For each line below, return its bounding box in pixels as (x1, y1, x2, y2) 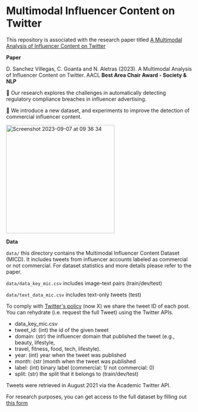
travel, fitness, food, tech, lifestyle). (14, 345, 101, 352)
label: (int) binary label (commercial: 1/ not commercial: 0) (14, 364, 155, 371)
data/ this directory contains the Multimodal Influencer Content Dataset (6, 249, 180, 256)
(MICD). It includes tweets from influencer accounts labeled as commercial (6, 255, 188, 263)
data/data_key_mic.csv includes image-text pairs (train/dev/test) (6, 279, 163, 286)
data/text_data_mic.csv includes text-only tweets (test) (6, 291, 141, 298)
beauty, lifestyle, (14, 339, 55, 346)
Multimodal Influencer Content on (6, 4, 175, 18)
